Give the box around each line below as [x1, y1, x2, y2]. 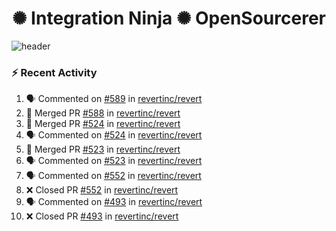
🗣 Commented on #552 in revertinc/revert [25, 170, 202, 182]
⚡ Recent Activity [11, 65, 98, 79]
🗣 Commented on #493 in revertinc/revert [25, 196, 203, 208]
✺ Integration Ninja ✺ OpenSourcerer [12, 7, 326, 30]
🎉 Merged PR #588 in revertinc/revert [25, 107, 181, 119]
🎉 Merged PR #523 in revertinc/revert [25, 143, 181, 156]
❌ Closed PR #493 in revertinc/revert [25, 210, 179, 222]
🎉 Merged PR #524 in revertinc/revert [25, 118, 181, 130]
